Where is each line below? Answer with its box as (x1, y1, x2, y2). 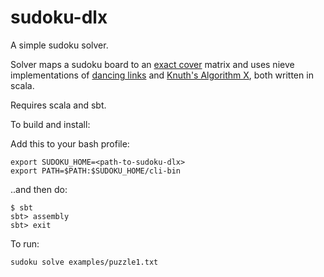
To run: (10, 237, 40, 250)
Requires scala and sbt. (10, 99, 107, 111)
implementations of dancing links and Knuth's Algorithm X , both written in (10, 69, 314, 81)
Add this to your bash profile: (10, 137, 130, 150)
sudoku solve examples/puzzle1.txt (10, 257, 159, 267)
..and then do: (10, 183, 68, 195)
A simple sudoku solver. (10, 39, 109, 51)
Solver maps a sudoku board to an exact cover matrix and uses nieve (10, 58, 295, 70)
